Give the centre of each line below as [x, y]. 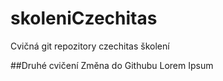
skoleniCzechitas [84, 18]
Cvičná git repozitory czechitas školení [90, 46]
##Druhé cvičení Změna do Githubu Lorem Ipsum [112, 65]
